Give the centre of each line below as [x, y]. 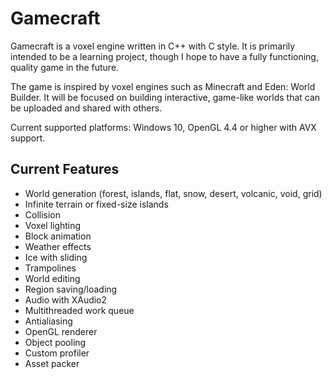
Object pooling [55, 342]
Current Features [65, 169]
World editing [52, 278]
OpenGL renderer [61, 331]
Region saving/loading [71, 289]
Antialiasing [48, 321]
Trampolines [50, 268]
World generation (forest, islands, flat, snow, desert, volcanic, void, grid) [173, 193]
